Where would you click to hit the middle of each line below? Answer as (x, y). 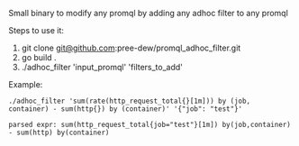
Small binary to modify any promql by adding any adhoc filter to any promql (149, 13)
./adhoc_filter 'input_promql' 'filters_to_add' (102, 67)
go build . (39, 57)
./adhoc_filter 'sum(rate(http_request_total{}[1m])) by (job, (130, 101)
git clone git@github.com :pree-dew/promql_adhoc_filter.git (131, 48)
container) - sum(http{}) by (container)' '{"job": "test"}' (126, 109)
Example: (26, 84)
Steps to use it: (36, 30)
